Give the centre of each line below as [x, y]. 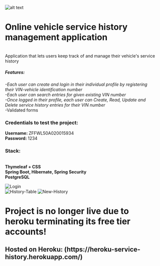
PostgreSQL [17, 177]
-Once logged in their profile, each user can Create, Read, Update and [75, 100]
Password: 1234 [21, 139]
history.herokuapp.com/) [44, 257]
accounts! [26, 231]
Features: [15, 72]
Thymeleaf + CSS [23, 167]
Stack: [13, 151]
